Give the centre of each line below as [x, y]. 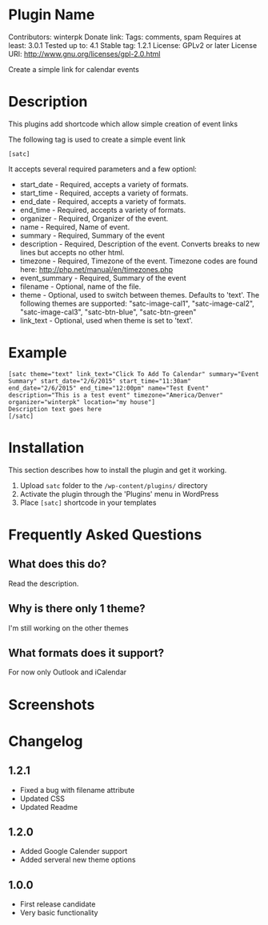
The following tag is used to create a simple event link [97, 139]
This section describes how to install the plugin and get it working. [118, 470]
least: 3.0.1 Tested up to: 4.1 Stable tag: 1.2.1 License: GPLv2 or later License [133, 45]
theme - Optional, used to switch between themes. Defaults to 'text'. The [140, 294]
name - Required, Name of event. [75, 226]
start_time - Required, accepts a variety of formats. [104, 193]
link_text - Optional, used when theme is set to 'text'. [106, 320]
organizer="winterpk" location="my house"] [82, 402]
